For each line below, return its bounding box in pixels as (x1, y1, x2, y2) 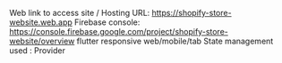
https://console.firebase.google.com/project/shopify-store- (9, 27, 228, 36)
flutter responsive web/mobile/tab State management (76, 35, 274, 46)
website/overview (9, 35, 75, 46)
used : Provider (9, 45, 65, 56)
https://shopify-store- (151, 8, 232, 18)
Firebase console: (74, 17, 141, 28)
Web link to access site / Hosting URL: (9, 8, 150, 18)
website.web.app (9, 17, 73, 28)
